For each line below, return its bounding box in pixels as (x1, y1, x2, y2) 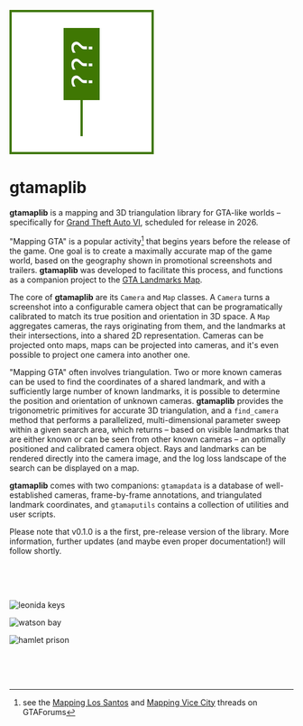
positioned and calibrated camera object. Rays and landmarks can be (9, 443, 267, 454)
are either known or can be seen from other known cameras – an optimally (9, 434, 286, 445)
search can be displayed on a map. (9, 462, 140, 473)
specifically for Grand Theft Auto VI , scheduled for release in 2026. (9, 216, 259, 227)
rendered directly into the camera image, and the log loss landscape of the (9, 453, 287, 464)
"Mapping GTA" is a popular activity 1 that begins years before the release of (9, 234, 291, 246)
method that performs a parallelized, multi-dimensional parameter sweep (9, 414, 281, 425)
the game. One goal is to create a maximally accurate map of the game (9, 245, 272, 256)
